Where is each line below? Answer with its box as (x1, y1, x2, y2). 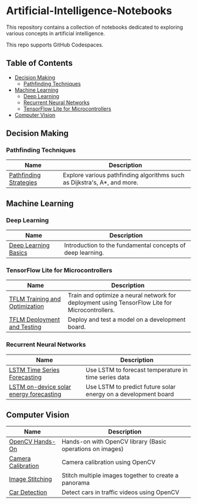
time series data (86, 373, 130, 381)
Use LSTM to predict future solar (86, 382, 176, 390)
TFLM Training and (9, 295, 61, 303)
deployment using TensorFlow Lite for (67, 299, 172, 307)
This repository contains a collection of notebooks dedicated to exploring (6, 24, 184, 31)
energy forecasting (9, 390, 62, 398)
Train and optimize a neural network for (67, 291, 176, 299)
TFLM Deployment (9, 316, 60, 324)
